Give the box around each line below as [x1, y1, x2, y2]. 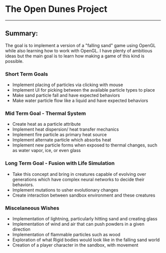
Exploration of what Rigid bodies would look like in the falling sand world [12, 237, 160, 243]
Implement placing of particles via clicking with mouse [12, 82, 124, 88]
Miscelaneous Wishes [5, 204, 59, 211]
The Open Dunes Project [5, 3, 108, 15]
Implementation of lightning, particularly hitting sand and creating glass [12, 215, 158, 221]
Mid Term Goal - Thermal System [5, 110, 86, 117]
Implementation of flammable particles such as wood [12, 231, 121, 237]
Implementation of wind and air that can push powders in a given [12, 221, 145, 227]
